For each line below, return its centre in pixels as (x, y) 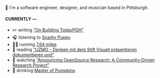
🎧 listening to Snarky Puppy (41, 37)
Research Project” (31, 65)
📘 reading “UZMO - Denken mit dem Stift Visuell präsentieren (75, 50)
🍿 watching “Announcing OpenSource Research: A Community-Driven (83, 60)
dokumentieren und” (33, 55)
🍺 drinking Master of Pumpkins (44, 71)
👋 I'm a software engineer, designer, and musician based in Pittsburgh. (77, 8)
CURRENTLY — (21, 19)
